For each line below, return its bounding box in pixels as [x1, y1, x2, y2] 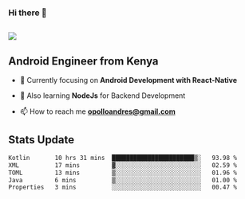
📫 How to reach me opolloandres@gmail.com [19, 107, 176, 116]
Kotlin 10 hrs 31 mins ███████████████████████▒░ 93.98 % [8, 154, 238, 162]
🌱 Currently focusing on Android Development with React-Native [19, 76, 238, 85]
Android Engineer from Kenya [8, 54, 159, 68]
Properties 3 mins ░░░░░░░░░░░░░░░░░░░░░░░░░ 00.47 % [8, 183, 238, 192]
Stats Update [8, 133, 75, 146]
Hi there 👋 [8, 7, 48, 18]
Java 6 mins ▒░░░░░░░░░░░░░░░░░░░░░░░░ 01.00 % [8, 176, 238, 184]
